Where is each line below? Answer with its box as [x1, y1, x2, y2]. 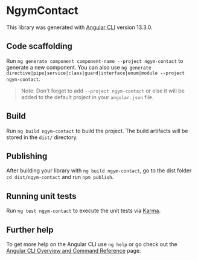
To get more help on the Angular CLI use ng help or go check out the [6, 241, 177, 248]
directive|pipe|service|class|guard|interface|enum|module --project [6, 70, 185, 76]
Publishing [6, 151, 48, 161]
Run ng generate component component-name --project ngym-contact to [6, 57, 184, 64]
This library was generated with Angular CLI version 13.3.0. [6, 24, 153, 31]
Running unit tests [6, 191, 77, 201]
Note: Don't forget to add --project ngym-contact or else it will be [21, 87, 185, 94]
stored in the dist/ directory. [6, 134, 78, 141]
